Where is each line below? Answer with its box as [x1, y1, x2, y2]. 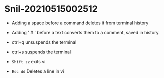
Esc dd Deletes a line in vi [11, 68, 64, 74]
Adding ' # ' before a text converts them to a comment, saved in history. [11, 29, 160, 35]
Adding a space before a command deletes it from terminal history [11, 20, 149, 26]
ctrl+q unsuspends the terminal [11, 39, 77, 45]
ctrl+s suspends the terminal [11, 49, 71, 55]
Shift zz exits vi [11, 58, 46, 64]
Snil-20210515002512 [4, 3, 98, 15]
